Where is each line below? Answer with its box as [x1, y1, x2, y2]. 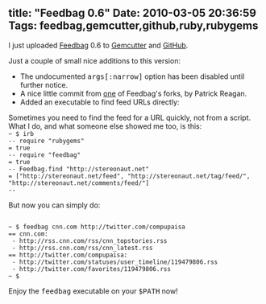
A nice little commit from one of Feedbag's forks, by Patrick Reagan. [19, 88, 247, 98]
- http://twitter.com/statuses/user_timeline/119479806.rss [11, 257, 218, 266]
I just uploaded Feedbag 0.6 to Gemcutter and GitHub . [8, 40, 189, 50]
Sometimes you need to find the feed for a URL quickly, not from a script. [8, 113, 251, 122]
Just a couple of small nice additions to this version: [8, 55, 181, 65]
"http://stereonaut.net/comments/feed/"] [8, 179, 150, 187]
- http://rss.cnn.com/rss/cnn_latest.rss [11, 244, 153, 252]
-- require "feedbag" [8, 150, 81, 159]
